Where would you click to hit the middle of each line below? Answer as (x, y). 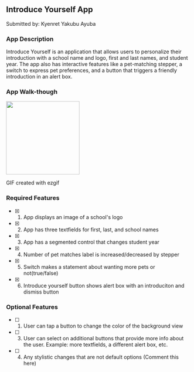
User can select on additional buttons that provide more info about (103, 338)
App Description (30, 39)
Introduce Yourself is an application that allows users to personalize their (94, 52)
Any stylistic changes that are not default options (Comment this (101, 357)
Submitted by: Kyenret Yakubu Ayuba (51, 23)
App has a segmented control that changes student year (91, 242)
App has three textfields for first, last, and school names (91, 229)
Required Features (33, 198)
